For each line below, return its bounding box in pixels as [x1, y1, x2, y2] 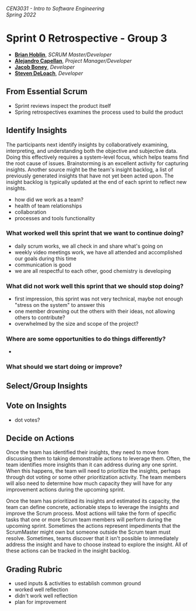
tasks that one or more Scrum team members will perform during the [6, 516, 171, 523]
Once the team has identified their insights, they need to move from [6, 449, 169, 456]
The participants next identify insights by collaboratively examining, [6, 141, 169, 148]
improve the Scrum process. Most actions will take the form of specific [6, 510, 177, 517]
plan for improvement [14, 599, 67, 606]
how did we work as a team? [14, 196, 84, 203]
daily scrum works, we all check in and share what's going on [14, 243, 163, 250]
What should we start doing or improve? [6, 363, 123, 371]
